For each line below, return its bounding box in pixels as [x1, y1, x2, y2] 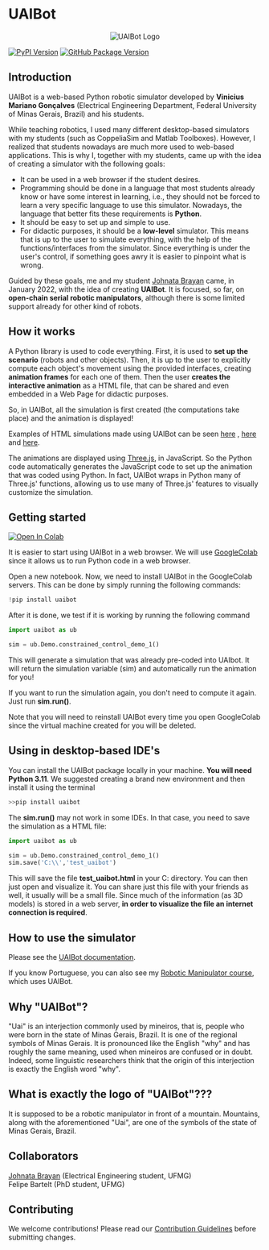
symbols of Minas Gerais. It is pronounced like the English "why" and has [8, 1038, 251, 1048]
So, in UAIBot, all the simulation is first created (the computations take [8, 405, 240, 414]
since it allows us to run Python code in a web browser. [8, 556, 191, 566]
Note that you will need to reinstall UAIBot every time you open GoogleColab [8, 712, 261, 721]
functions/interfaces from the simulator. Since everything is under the [19, 243, 251, 252]
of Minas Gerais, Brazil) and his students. [8, 109, 145, 118]
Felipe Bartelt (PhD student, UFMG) [8, 1179, 125, 1189]
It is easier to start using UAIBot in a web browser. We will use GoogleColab [8, 547, 259, 557]
